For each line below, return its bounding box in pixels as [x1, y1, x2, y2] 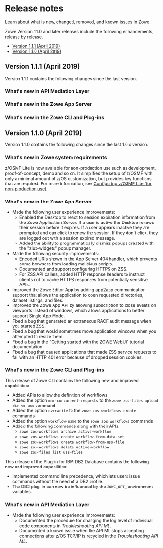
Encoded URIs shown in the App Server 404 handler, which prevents [19, 256, 157, 262]
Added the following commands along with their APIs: [12, 423, 120, 429]
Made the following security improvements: [12, 250, 99, 256]
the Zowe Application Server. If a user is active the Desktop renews [19, 219, 154, 225]
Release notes [5, 3, 64, 14]
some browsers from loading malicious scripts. [19, 261, 113, 266]
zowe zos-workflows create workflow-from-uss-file [19, 440, 125, 445]
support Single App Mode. [12, 313, 65, 319]
